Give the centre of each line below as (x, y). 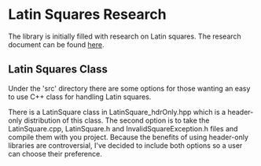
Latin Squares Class (58, 70)
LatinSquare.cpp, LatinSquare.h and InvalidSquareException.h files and (123, 128)
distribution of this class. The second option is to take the (116, 120)
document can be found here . (56, 44)
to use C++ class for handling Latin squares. (80, 97)
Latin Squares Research (87, 15)
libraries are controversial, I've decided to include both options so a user (125, 145)
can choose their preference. (55, 153)
